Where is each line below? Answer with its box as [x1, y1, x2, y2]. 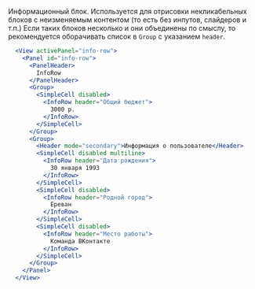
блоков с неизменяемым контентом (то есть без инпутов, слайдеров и [8, 15, 247, 24]
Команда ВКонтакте [49, 237, 111, 245]
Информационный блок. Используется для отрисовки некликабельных [8, 7, 247, 16]
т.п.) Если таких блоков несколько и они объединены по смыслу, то [8, 24, 236, 32]
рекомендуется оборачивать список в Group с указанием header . [8, 31, 226, 41]
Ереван [49, 201, 72, 209]
